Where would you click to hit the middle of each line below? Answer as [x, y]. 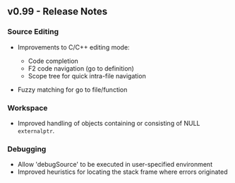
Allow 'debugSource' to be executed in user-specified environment [115, 165]
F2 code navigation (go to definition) [81, 68]
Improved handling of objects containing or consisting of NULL [109, 123]
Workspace [28, 107]
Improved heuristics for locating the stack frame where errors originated [122, 172]
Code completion [53, 61]
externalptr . [36, 131]
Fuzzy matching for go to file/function [72, 89]
